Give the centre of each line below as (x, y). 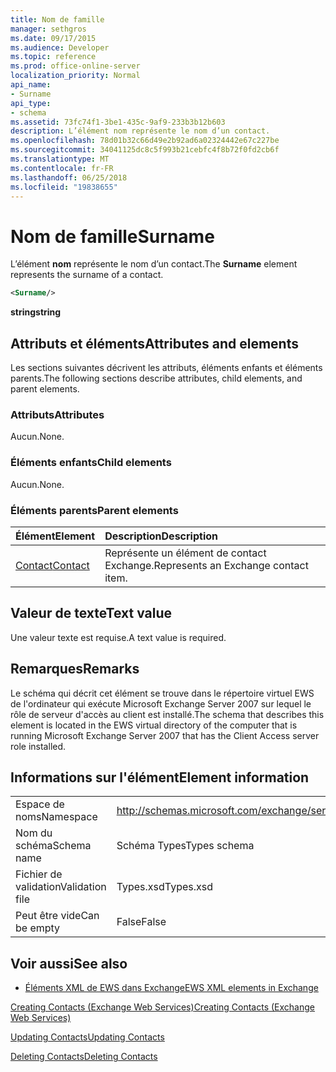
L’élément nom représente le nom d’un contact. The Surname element (154, 264)
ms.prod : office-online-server (75, 66)
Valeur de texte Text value (91, 613)
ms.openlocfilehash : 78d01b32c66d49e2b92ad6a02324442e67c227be (145, 141)
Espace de (40, 804)
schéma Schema (53, 846)
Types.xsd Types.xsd (165, 887)
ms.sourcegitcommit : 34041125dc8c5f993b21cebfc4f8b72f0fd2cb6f (145, 150)
